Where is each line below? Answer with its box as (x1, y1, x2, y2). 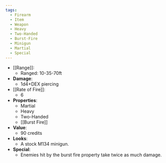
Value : (12, 124, 27, 131)
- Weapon (10, 22, 29, 27)
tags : (5, 7, 17, 13)
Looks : (12, 135, 28, 141)
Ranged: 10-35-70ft (20, 70, 62, 76)
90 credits (20, 130, 43, 136)
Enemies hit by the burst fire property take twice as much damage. (20, 152, 162, 158)
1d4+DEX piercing (20, 80, 59, 87)
